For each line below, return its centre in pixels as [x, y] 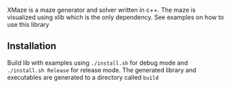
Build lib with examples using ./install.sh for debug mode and [98, 63]
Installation [32, 46]
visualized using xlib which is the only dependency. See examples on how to [115, 17]
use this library [28, 24]
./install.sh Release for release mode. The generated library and [102, 70]
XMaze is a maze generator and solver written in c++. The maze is [101, 10]
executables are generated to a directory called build [83, 77]
